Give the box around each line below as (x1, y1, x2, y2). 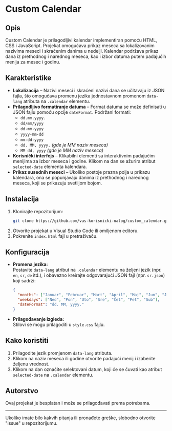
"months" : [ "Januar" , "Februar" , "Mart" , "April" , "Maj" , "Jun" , (17, 293, 160, 298)
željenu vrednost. (12, 361, 50, 367)
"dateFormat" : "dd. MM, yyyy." (17, 302, 84, 307)
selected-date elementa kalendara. (12, 163, 87, 170)
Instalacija (5, 195, 39, 203)
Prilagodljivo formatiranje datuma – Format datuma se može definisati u (12, 104, 166, 110)
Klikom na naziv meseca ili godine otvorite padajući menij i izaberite (12, 355, 156, 361)
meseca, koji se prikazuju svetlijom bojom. (12, 180, 102, 186)
